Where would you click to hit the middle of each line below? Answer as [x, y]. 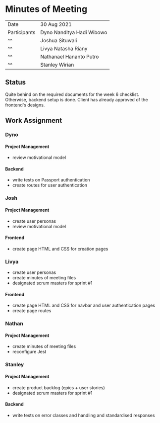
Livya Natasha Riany [64, 48]
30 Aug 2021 [56, 24]
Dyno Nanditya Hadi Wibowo [74, 32]
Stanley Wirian [57, 65]
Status [16, 82]
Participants [22, 32]
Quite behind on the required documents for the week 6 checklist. [72, 94]
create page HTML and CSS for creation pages [60, 249]
